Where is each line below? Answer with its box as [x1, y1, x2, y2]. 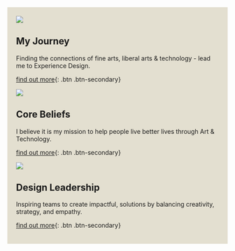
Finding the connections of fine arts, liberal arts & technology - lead [16, 54, 211, 62]
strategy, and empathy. [16, 208, 83, 216]
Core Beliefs [16, 109, 71, 121]
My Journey [16, 35, 70, 48]
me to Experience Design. [16, 61, 91, 69]
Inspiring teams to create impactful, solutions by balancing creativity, [16, 200, 215, 209]
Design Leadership [16, 182, 100, 194]
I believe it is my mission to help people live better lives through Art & [16, 127, 215, 135]
